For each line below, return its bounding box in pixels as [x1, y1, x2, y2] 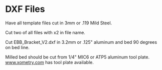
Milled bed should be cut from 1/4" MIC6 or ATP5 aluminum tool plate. [5, 54, 150, 60]
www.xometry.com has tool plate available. [5, 59, 94, 65]
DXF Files [5, 3, 45, 15]
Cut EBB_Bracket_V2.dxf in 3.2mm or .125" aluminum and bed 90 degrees [5, 39, 157, 45]
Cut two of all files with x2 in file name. [5, 29, 85, 35]
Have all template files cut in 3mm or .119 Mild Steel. [5, 20, 112, 26]
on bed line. [5, 44, 30, 50]
